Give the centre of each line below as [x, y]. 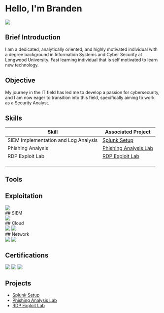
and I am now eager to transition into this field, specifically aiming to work [80, 97]
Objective [20, 80]
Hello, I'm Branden [44, 9]
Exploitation [24, 196]
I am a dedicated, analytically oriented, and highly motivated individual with [81, 49]
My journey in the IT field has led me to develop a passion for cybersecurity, [82, 92]
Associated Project [128, 132]
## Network [17, 234]
